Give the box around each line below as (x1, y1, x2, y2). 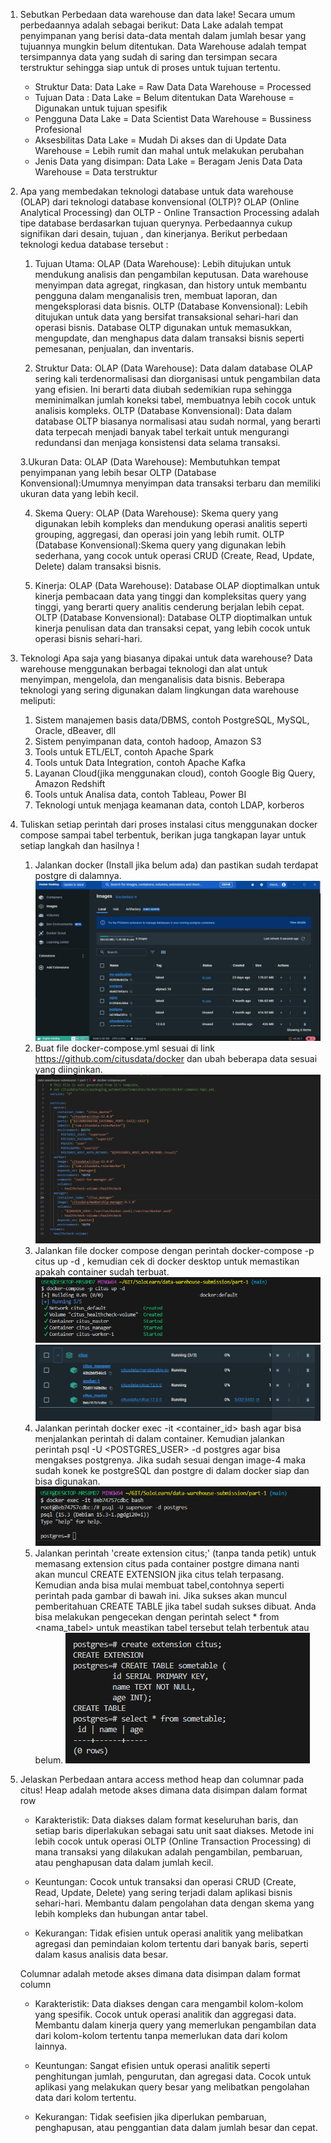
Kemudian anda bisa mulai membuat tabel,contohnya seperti (34, 1579, 285, 1591)
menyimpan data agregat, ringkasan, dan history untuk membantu (34, 279, 307, 291)
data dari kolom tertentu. (34, 2091, 137, 2103)
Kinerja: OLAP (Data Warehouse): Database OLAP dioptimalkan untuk (34, 580, 320, 591)
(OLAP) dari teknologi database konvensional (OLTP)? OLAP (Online (19, 196, 300, 208)
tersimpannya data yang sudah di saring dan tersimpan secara (19, 51, 278, 63)
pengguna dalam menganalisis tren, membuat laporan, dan (34, 290, 278, 301)
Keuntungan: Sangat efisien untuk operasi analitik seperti (34, 2059, 271, 2071)
